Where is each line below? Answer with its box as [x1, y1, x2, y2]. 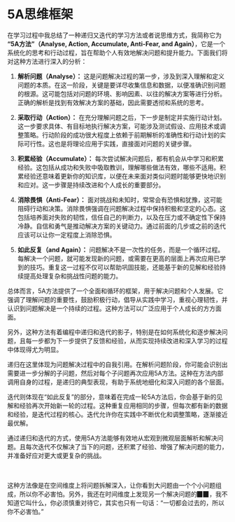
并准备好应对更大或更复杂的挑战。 [7, 451, 106, 460]
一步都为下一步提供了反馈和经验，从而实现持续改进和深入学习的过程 [31, 336, 228, 345]
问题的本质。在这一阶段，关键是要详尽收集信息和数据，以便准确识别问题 [17, 81, 226, 89]
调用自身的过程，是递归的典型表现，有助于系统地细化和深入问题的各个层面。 [7, 378, 228, 386]
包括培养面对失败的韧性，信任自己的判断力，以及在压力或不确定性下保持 [17, 213, 226, 221]
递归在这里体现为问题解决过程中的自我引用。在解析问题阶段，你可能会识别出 [7, 360, 228, 369]
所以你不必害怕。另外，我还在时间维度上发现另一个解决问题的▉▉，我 [19, 490, 222, 498]
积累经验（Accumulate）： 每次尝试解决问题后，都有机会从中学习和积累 [17, 154, 224, 163]
